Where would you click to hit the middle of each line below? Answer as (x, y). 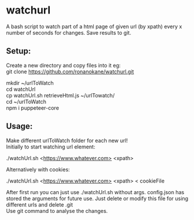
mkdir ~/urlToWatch (30, 83)
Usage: (20, 126)
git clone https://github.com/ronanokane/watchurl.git (70, 72)
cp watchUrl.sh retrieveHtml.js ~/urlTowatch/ (60, 95)
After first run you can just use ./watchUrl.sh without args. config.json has (95, 192)
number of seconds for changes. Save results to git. (69, 32)
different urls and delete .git (40, 204)
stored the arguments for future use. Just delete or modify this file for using (97, 198)
